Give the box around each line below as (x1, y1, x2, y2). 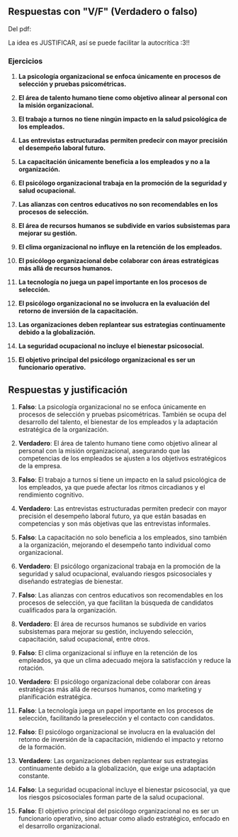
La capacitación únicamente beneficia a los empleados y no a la (18, 158, 210, 166)
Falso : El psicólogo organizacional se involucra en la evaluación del (18, 728, 215, 736)
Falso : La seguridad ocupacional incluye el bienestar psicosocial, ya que (18, 785, 231, 794)
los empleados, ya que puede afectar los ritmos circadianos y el (18, 482, 205, 491)
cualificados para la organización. (18, 605, 118, 614)
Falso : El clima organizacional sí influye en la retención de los (18, 648, 198, 657)
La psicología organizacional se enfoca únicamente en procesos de (18, 72, 221, 81)
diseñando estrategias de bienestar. (18, 577, 123, 585)
